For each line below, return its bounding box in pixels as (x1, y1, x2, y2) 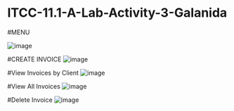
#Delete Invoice (7, 96, 53, 104)
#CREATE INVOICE (7, 54, 62, 64)
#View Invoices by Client (7, 68, 79, 77)
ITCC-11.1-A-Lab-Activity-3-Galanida (7, 5, 228, 21)
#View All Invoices (7, 82, 61, 90)
